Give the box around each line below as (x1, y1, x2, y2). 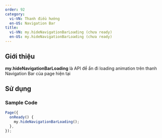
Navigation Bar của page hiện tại (5, 70, 71, 76)
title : (5, 25, 19, 30)
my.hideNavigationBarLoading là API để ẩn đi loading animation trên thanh (5, 65, 157, 71)
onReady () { (9, 115, 34, 120)
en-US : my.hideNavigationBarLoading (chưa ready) (9, 35, 112, 39)
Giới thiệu (5, 52, 35, 61)
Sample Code (5, 99, 38, 106)
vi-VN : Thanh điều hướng (9, 16, 60, 21)
